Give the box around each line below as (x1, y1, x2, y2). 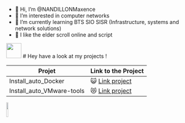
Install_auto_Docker (9, 77, 65, 85)
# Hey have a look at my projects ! (22, 53, 107, 59)
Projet (38, 67, 56, 75)
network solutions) (14, 25, 62, 32)
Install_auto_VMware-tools (9, 87, 85, 95)
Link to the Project (90, 67, 144, 75)
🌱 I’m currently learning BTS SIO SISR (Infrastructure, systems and (14, 19, 179, 25)
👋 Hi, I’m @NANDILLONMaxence (14, 6, 96, 13)
